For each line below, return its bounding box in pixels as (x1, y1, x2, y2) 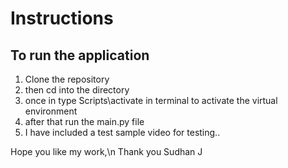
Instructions (10, 7, 114, 30)
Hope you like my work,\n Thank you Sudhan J (10, 146, 203, 157)
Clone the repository (24, 73, 110, 85)
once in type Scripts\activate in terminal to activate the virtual (24, 95, 278, 106)
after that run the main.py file (24, 116, 145, 127)
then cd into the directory (24, 84, 130, 96)
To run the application (10, 47, 150, 64)
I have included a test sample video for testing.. (24, 127, 221, 138)
